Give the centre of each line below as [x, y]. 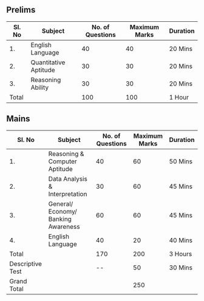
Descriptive [26, 263]
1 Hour [179, 97]
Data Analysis [68, 178]
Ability [40, 87]
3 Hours [181, 254]
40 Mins [181, 240]
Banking [60, 219]
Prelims [21, 10]
